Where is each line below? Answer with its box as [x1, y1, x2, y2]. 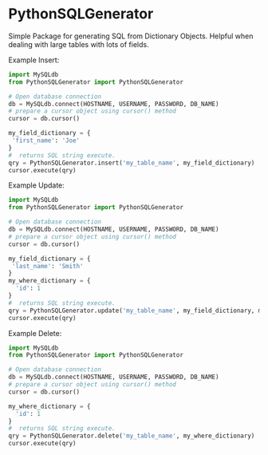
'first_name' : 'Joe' [11, 136, 81, 144]
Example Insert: [8, 55, 60, 65]
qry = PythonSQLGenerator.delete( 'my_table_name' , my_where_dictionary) [8, 432, 255, 440]
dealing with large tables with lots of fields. [8, 39, 149, 49]
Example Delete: [8, 328, 62, 338]
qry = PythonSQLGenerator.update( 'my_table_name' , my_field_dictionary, [8, 307, 255, 315]
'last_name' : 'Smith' [11, 262, 84, 270]
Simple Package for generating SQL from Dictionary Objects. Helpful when [8, 31, 254, 41]
